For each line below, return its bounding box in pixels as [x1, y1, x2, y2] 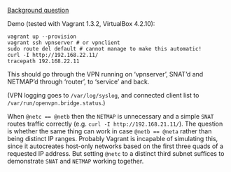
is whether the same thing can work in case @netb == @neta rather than [7, 127, 212, 135]
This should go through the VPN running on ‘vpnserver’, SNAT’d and [7, 70, 204, 78]
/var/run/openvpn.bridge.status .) [7, 98, 106, 107]
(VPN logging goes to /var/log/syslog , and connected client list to [7, 91, 199, 99]
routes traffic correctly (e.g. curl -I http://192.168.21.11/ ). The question [7, 119, 223, 128]
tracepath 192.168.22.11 [7, 58, 80, 65]
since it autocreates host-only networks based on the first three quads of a [7, 142, 224, 150]
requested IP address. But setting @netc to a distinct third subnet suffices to [7, 150, 225, 157]
